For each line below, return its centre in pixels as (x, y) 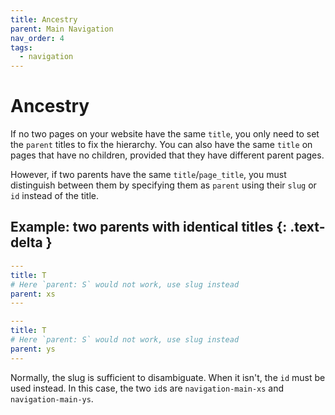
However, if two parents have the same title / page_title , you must (148, 175)
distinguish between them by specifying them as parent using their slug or (163, 185)
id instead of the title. (55, 196)
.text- (307, 227)
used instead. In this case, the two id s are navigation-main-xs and (147, 388)
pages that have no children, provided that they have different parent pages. (167, 155)
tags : (21, 47)
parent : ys (33, 349)
